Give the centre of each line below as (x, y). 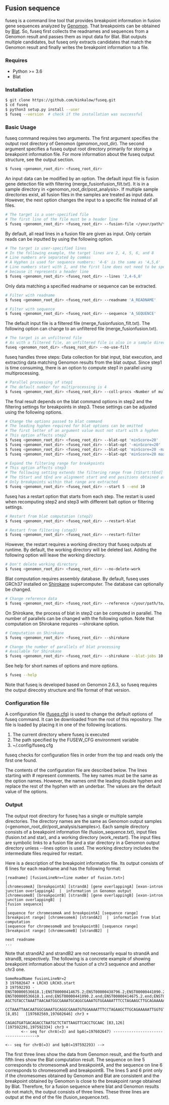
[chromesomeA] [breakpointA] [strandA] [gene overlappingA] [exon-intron (84, 887)
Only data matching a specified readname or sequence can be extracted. (81, 286)
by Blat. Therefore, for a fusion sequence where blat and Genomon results (82, 1086)
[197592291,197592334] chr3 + (37, 1027)
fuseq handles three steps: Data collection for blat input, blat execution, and (84, 357)
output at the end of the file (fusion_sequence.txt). (57, 1097)
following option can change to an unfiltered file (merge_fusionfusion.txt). (81, 329)
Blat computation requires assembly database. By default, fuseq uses (77, 579)
